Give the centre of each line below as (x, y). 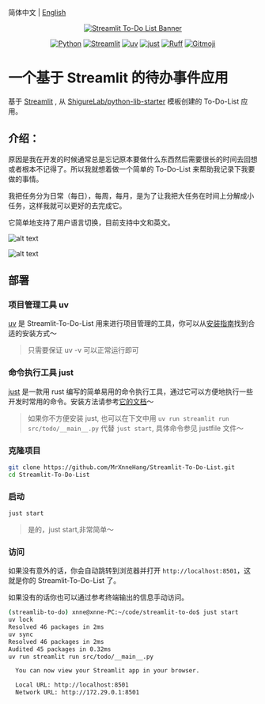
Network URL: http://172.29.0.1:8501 (78, 693)
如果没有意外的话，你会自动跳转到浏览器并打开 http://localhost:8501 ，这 (130, 571)
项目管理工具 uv (39, 305)
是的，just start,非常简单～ (71, 529)
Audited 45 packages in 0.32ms (60, 649)
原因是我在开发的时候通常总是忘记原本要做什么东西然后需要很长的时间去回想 (133, 159)
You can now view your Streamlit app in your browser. (108, 671)
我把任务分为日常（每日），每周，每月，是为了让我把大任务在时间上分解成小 (131, 195)
